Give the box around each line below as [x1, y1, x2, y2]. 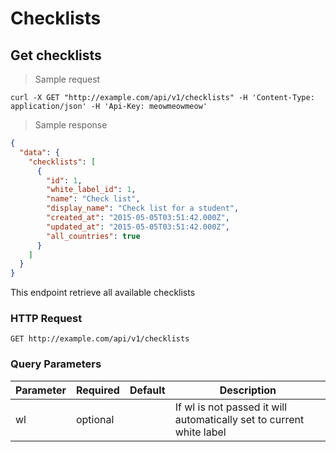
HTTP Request [10, 312, 83, 326]
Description [219, 383, 277, 397]
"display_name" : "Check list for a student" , [46, 203, 240, 214]
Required [75, 383, 120, 397]
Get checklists [10, 47, 102, 64]
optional [75, 412, 115, 426]
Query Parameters [10, 357, 102, 371]
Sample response [34, 119, 108, 131]
